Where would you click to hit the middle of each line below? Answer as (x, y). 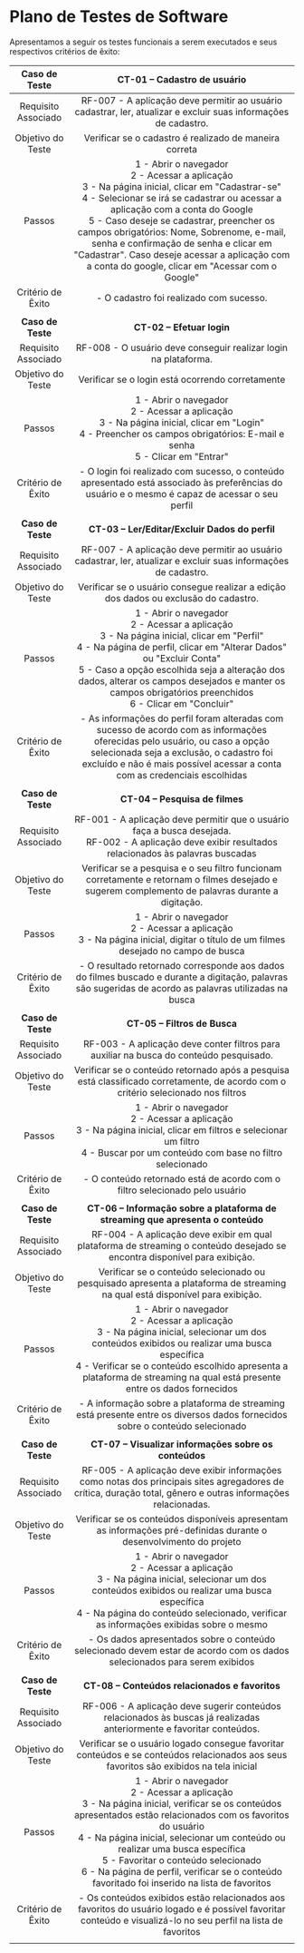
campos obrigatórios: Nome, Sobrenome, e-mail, (182, 231)
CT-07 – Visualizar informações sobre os (181, 1444)
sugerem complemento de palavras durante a (182, 891)
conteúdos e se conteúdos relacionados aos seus (182, 1754)
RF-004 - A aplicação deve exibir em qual (182, 1234)
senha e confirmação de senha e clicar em (182, 243)
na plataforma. (181, 358)
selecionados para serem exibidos (182, 1662)
